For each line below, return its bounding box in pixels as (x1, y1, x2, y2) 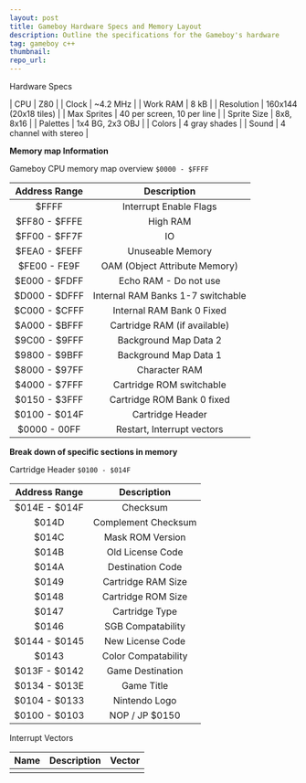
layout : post (9, 13, 59, 23)
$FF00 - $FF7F (15, 230, 84, 242)
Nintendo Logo (112, 694, 177, 706)
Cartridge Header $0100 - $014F (9, 464, 131, 475)
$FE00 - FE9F (17, 259, 80, 272)
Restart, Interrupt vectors (115, 423, 224, 435)
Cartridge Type (112, 605, 178, 618)
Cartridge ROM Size (101, 590, 188, 603)
